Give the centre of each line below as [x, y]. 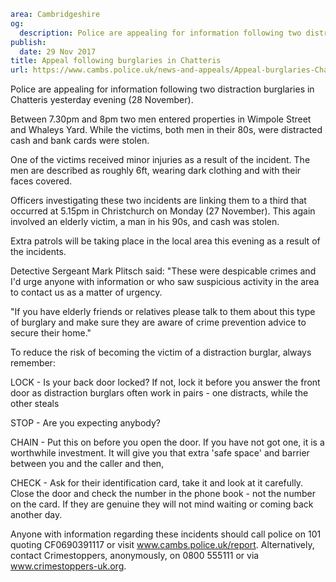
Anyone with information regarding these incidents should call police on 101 [166, 534]
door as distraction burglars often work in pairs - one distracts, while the [159, 393]
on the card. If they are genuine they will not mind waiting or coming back [162, 504]
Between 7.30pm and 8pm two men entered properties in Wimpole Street [161, 119]
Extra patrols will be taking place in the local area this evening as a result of [165, 241]
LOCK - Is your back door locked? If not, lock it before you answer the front [165, 382]
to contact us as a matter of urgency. [86, 292]
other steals [35, 404]
